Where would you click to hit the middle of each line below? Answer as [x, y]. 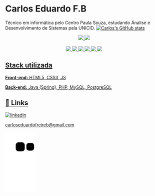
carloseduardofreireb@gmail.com [40, 125]
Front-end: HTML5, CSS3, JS [35, 77]
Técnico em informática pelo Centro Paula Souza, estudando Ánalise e [78, 23]
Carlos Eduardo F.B [46, 9]
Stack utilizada [29, 65]
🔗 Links [17, 103]
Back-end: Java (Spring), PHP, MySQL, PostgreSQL [58, 87]
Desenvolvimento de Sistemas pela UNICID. [50, 28]
